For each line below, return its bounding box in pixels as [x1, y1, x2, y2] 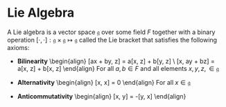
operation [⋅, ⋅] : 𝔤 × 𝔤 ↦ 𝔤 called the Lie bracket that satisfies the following [7, 35, 217, 44]
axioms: [7, 43, 30, 51]
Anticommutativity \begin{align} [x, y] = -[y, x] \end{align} [17, 92, 186, 100]
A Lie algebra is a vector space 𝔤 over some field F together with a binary [7, 28, 216, 36]
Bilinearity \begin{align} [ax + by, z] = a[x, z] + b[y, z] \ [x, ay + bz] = [17, 57, 215, 65]
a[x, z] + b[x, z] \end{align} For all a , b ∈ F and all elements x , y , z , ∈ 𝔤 [17, 64, 220, 72]
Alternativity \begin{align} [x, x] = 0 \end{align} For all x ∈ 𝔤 [17, 78, 191, 86]
